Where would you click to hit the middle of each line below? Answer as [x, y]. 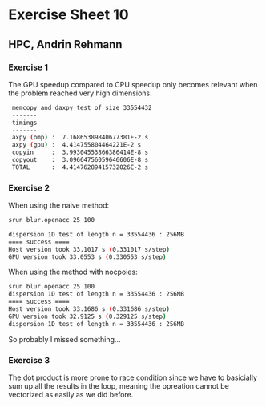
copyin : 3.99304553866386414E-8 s [80, 153]
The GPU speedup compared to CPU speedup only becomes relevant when [133, 84]
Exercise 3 [29, 360]
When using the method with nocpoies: [73, 272]
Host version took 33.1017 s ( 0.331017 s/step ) [89, 249]
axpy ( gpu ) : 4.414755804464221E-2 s [77, 145]
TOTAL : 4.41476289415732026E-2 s [80, 167]
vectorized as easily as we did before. [71, 394]
